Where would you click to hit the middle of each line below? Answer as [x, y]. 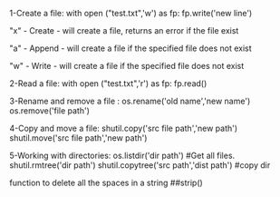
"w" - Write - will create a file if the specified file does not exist [127, 66]
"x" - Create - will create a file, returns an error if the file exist [124, 30]
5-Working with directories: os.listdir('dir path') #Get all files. [122, 155]
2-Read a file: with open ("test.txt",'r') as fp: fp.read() [108, 84]
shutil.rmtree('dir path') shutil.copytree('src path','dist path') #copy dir [140, 165]
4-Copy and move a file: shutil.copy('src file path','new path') [124, 128]
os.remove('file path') [50, 111]
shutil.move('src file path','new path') [78, 138]
